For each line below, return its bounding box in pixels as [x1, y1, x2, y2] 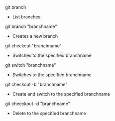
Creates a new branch [12, 33, 58, 39]
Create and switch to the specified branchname [12, 91, 111, 97]
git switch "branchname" [5, 62, 56, 68]
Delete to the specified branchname [12, 111, 86, 116]
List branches [12, 14, 41, 19]
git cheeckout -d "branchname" [5, 101, 71, 107]
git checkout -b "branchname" [5, 82, 68, 87]
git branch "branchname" [5, 23, 57, 29]
